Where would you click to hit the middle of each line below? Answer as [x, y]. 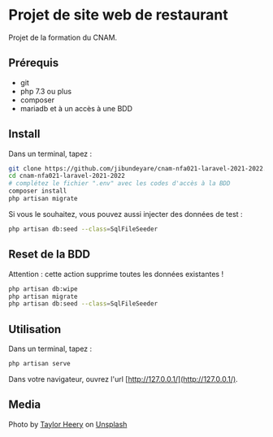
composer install [38, 191]
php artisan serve [39, 364]
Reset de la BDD [50, 255]
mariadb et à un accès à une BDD [76, 108]
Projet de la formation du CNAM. [63, 37]
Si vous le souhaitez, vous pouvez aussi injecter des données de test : [126, 214]
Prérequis [34, 63]
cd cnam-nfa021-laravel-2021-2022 [67, 176]
